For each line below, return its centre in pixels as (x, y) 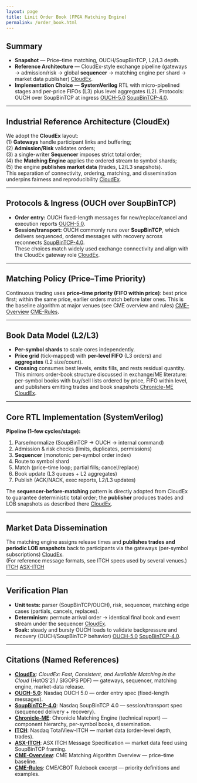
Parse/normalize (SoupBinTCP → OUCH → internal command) (89, 443)
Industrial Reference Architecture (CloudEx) (88, 122)
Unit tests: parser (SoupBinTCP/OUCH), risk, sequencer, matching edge (102, 605)
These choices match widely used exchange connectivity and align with (101, 248)
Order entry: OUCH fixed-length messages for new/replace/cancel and (101, 217)
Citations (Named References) (62, 660)
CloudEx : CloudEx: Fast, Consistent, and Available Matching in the (95, 674)
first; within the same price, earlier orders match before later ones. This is (95, 299)
